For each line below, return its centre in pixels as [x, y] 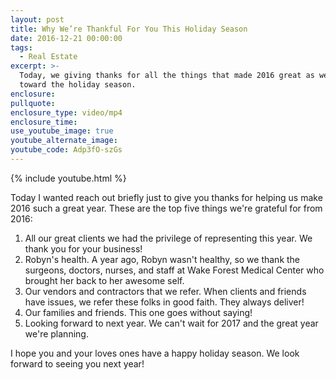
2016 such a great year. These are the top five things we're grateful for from [166, 208]
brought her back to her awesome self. [104, 280]
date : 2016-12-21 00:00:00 [66, 38]
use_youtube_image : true [62, 131]
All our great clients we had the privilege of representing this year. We [168, 238]
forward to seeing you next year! [77, 363]
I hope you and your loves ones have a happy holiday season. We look [155, 353]
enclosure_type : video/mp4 [66, 112]
